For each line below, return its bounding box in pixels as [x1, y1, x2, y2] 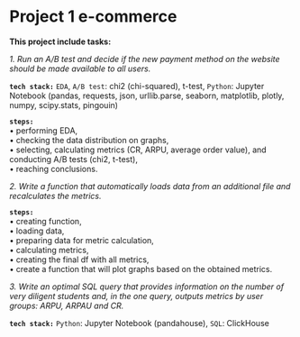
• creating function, [9, 215, 83, 226]
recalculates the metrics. [9, 190, 102, 201]
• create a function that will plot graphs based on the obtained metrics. [9, 263, 273, 274]
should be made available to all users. [9, 63, 151, 74]
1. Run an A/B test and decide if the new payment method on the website [9, 53, 281, 64]
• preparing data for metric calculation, [9, 234, 155, 245]
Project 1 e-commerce [9, 6, 177, 27]
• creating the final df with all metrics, [9, 254, 150, 265]
